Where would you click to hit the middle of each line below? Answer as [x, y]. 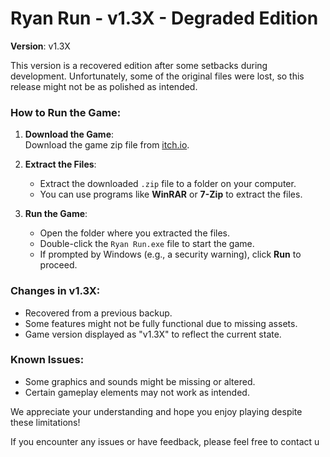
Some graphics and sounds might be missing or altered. [140, 381]
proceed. [58, 265]
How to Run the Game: [66, 112]
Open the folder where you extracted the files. [135, 233]
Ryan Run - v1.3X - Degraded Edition [164, 18]
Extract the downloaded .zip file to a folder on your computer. [168, 184]
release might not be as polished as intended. [104, 86]
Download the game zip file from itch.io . [107, 145]
